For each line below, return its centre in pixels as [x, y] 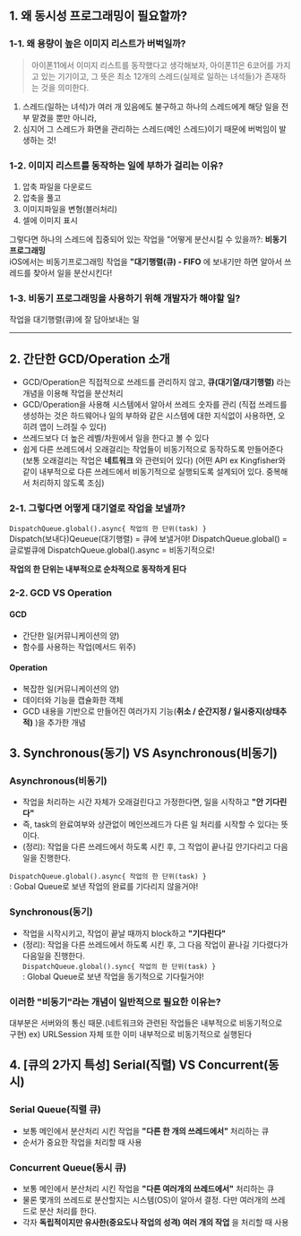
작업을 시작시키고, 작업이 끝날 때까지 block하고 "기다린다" [124, 933]
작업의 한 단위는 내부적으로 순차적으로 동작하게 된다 [98, 569]
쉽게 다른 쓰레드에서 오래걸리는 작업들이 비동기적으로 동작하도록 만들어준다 [153, 450]
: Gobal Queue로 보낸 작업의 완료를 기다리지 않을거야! [104, 887]
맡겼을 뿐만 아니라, [64, 117]
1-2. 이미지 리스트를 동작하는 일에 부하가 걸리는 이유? [116, 166]
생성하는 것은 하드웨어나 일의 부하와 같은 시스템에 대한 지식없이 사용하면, [149, 416]
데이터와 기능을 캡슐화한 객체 [73, 700]
